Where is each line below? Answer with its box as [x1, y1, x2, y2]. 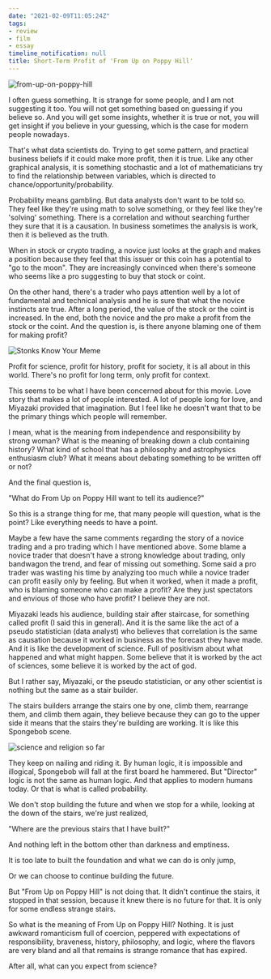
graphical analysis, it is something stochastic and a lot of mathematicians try [8, 162, 263, 172]
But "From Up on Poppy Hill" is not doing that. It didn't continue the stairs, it [8, 887, 260, 896]
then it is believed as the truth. [8, 229, 109, 239]
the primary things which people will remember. [8, 411, 167, 421]
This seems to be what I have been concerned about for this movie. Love [8, 386, 252, 395]
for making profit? [8, 330, 68, 340]
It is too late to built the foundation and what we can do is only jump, [8, 855, 236, 865]
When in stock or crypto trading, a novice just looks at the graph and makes [8, 245, 261, 255]
